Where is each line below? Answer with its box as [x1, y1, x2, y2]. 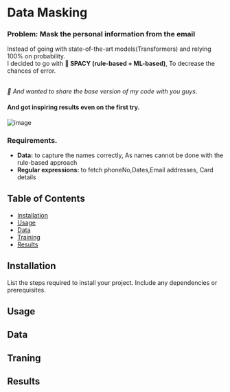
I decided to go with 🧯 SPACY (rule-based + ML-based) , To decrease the [7, 60, 215, 68]
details [16, 173, 36, 181]
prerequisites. [7, 286, 47, 294]
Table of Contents [7, 193, 86, 205]
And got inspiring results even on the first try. [7, 103, 140, 111]
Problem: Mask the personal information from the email [7, 30, 196, 39]
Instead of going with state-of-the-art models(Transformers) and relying [7, 45, 211, 53]
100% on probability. [7, 52, 66, 60]
